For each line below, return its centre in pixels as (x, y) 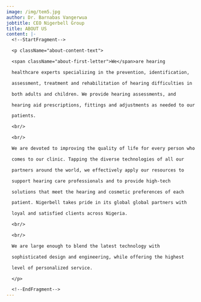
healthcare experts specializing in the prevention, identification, (100, 72)
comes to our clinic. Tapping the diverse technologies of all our (98, 159)
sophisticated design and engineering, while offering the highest (98, 257)
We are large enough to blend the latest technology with (86, 246)
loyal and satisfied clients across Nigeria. (70, 214)
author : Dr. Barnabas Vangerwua (47, 17)
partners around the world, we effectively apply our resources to (98, 170)
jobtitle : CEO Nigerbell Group (45, 23)
